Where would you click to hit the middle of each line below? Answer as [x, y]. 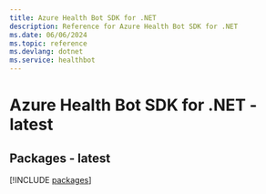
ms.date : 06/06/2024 [49, 35]
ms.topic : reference [49, 43]
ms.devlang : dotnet [46, 52]
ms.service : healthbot [52, 60]
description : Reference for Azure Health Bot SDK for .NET [124, 26]
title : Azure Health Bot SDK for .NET [83, 18]
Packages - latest [60, 158]
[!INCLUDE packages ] [51, 180]
